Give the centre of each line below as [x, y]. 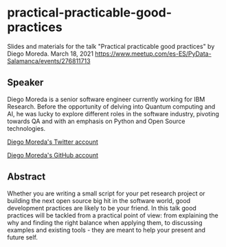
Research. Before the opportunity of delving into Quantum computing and [111, 106]
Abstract [26, 177]
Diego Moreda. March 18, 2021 [50, 54]
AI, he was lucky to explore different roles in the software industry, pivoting [113, 114]
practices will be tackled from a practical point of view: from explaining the [113, 215]
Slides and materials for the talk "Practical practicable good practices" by [111, 46]
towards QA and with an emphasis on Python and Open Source [96, 121]
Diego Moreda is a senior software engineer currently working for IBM [106, 99]
